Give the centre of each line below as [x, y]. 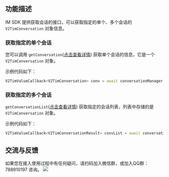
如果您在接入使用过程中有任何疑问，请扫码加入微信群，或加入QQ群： [77, 163]
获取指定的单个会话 [28, 43]
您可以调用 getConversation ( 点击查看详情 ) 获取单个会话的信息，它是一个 [80, 55]
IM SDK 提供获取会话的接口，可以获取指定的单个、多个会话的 [69, 22]
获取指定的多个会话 [28, 95]
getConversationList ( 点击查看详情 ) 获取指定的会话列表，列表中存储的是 [80, 107]
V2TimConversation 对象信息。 [36, 28]
